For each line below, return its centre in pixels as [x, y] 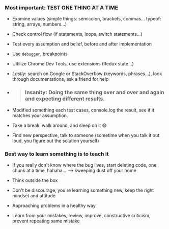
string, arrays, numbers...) [39, 24]
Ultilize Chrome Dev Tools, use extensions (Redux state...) [73, 64]
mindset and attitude [34, 195]
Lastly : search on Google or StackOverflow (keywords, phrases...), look [87, 74]
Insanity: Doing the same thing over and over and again [94, 93]
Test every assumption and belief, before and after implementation [82, 44]
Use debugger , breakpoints [40, 54]
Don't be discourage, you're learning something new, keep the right [83, 190]
